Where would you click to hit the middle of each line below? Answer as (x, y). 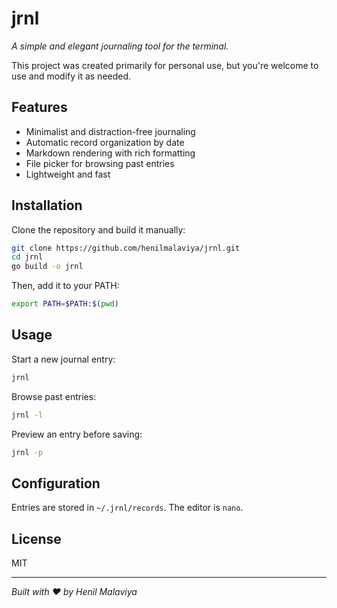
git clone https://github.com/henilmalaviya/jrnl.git (126, 248)
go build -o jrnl (47, 267)
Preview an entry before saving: (77, 434)
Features (39, 107)
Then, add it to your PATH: (65, 286)
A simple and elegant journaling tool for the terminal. (120, 46)
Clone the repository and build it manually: (98, 229)
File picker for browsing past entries (100, 163)
